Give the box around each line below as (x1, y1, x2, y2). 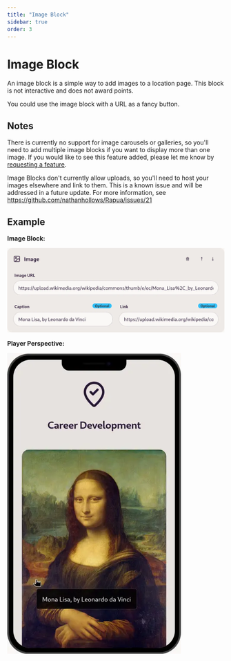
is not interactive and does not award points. (7, 86, 134, 95)
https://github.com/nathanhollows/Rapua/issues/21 (7, 196, 152, 204)
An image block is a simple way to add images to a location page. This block (7, 80, 224, 88)
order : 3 (7, 26, 32, 32)
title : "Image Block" (7, 11, 70, 18)
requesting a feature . (7, 160, 67, 169)
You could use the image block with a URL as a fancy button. (7, 100, 180, 109)
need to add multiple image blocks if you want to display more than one (7, 146, 210, 154)
